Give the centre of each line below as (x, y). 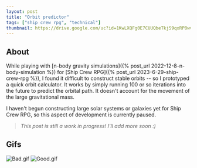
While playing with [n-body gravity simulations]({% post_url (78, 66)
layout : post (22, 11)
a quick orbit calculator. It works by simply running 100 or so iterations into (96, 85)
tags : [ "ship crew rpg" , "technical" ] (53, 22)
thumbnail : (19, 28)
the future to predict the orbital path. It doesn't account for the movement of (98, 91)
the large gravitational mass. (40, 97)
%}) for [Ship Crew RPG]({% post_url (91, 72)
